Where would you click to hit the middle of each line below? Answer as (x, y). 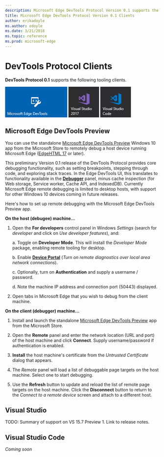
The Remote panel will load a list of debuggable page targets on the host (85, 370)
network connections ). (35, 262)
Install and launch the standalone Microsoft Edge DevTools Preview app (84, 320)
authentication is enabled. (38, 345)
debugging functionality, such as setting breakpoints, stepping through (77, 168)
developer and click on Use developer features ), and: (66, 233)
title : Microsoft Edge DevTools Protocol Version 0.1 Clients (70, 15)
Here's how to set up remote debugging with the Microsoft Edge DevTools (80, 203)
